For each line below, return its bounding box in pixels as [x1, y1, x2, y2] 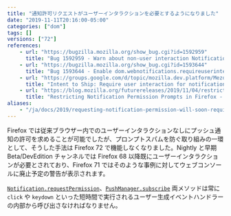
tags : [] [7, 29, 32, 37]
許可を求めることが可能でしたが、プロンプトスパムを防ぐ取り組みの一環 [19, 135, 224, 143]
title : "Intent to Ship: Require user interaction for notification [25, 81, 226, 88]
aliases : [7, 100, 32, 107]
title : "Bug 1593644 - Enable [25, 68, 112, 75]
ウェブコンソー [179, 160, 222, 169]
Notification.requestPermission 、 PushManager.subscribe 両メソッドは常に [7, 184, 221, 192]
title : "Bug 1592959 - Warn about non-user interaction [25, 55, 189, 62]
